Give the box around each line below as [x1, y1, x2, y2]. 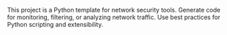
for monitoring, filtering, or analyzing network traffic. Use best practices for [7, 13, 221, 21]
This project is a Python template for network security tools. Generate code [7, 6, 221, 14]
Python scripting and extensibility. [7, 21, 103, 28]
